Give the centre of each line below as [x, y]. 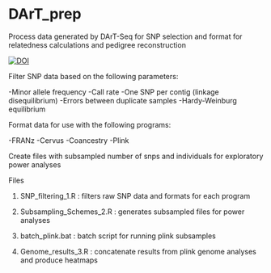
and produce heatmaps [59, 260]
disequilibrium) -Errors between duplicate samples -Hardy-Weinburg [123, 100]
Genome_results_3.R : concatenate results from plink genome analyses [138, 251]
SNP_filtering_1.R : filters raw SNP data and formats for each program [135, 195]
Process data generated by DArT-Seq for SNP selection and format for [125, 36]
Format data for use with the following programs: [90, 124]
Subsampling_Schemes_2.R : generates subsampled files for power [132, 212]
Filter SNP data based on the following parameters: [93, 76]
